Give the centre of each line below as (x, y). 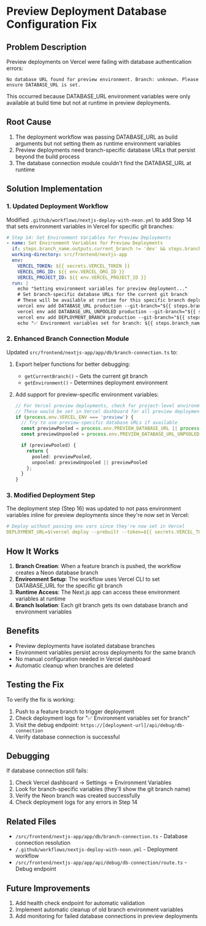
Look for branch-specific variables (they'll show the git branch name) (103, 789)
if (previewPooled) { (49, 445)
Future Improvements (48, 888)
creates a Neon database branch (57, 573)
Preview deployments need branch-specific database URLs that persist (105, 150)
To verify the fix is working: (41, 699)
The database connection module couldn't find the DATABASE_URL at (103, 163)
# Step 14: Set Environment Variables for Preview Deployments (89, 238)
